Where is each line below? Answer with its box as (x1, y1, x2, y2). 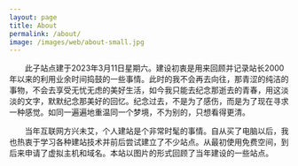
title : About (9, 21, 58, 30)
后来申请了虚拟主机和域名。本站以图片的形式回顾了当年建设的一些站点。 (9, 147, 273, 159)
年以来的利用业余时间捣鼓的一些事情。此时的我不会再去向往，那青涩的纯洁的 (9, 74, 289, 85)
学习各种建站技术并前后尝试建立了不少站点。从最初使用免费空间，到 (39, 137, 289, 147)
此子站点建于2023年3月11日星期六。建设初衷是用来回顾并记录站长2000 (24, 63, 285, 73)
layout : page (9, 12, 58, 22)
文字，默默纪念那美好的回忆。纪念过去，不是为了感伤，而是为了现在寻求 (24, 96, 289, 107)
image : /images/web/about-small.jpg (9, 37, 145, 47)
